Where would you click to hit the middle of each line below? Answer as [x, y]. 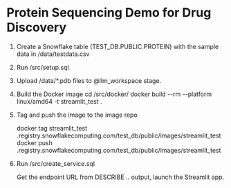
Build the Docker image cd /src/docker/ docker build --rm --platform [114, 94]
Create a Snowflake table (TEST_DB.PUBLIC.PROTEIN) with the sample [118, 46]
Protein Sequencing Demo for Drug [109, 13]
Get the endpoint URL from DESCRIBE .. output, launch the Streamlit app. [120, 177]
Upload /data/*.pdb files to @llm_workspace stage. [89, 80]
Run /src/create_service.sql [55, 163]
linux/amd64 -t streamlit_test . [59, 101]
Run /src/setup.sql [43, 67]
